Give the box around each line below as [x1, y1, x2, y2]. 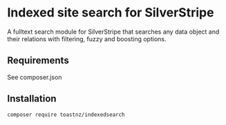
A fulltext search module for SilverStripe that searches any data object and [7, 27, 220, 36]
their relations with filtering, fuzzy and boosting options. [7, 34, 167, 43]
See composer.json [7, 73, 62, 81]
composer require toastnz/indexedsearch [7, 111, 126, 118]
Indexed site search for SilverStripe [7, 5, 214, 21]
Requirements [7, 55, 69, 67]
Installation [7, 93, 57, 104]
